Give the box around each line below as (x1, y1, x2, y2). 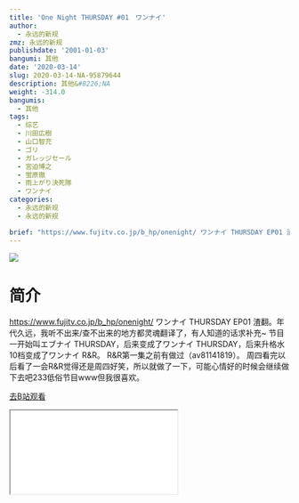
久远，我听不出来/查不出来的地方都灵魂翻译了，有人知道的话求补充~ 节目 (16, 328, 285, 338)
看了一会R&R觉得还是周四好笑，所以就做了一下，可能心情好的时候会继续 (16, 361, 282, 372)
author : (9, 21, 38, 30)
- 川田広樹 (17, 129, 53, 138)
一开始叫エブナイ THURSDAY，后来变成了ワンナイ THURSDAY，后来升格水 (9, 339, 286, 350)
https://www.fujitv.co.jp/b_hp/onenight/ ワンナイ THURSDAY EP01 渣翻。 (9, 317, 278, 328)
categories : (9, 195, 53, 205)
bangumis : (9, 95, 46, 105)
